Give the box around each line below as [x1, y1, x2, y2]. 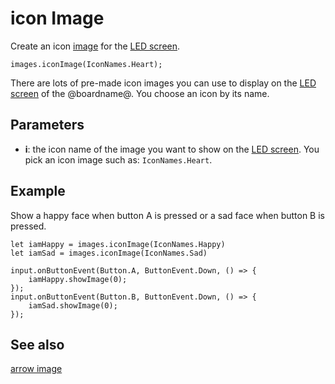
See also [10, 336, 65, 353]
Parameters [10, 117, 85, 134]
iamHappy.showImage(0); [28, 274, 128, 284]
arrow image [10, 363, 63, 375]
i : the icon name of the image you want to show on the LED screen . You [24, 143, 320, 155]
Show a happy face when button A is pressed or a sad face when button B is [10, 209, 326, 221]
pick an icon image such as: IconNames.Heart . [24, 153, 213, 166]
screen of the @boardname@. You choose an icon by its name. [10, 87, 270, 99]
